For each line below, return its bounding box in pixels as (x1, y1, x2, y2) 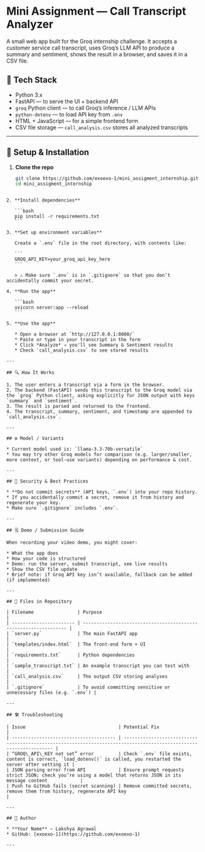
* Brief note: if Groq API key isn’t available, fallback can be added (6, 571, 192, 578)
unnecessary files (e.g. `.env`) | (6, 690, 97, 696)
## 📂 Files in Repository (6, 598, 72, 605)
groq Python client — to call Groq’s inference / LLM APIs (15, 104, 156, 111)
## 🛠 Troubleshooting (6, 712, 63, 718)
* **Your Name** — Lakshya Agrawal (6, 826, 97, 832)
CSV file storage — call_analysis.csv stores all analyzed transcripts (15, 124, 188, 131)
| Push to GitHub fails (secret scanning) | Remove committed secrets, (6, 783, 192, 790)
